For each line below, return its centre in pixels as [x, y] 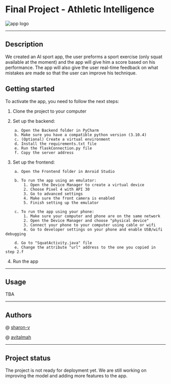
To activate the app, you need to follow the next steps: [62, 101]
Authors [19, 315]
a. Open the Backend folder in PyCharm [57, 130]
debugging [16, 234]
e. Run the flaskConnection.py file [53, 148]
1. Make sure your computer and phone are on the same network [92, 216]
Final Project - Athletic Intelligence [80, 9]
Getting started [30, 89]
